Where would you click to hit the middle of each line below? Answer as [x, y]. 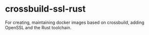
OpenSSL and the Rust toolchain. [38, 27]
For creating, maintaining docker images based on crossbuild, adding [75, 22]
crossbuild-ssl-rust [45, 9]
